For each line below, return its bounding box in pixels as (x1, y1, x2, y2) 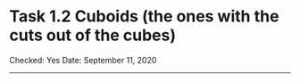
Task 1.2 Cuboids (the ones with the (9, 6, 279, 27)
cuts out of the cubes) (9, 25, 177, 46)
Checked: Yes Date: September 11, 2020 (9, 54, 157, 65)
